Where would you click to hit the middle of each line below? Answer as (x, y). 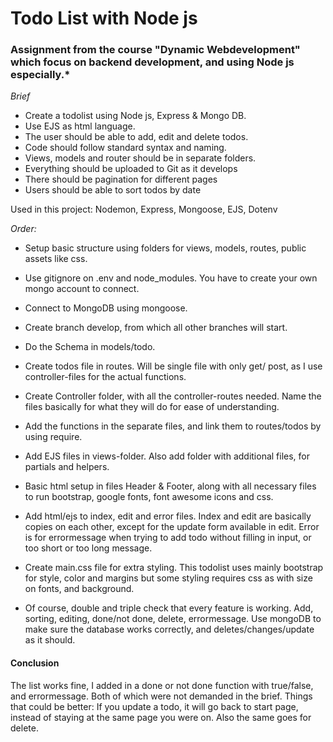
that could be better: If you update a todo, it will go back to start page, (154, 706)
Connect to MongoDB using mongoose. (106, 308)
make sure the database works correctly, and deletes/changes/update (169, 629)
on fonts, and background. (79, 589)
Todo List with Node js (104, 18)
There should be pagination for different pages (121, 179)
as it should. (50, 640)
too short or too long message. (88, 548)
